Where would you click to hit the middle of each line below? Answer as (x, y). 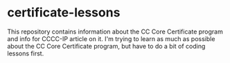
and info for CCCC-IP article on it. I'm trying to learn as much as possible (111, 38)
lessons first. (26, 53)
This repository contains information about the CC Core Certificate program (115, 32)
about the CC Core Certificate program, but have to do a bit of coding (106, 46)
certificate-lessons (64, 13)
